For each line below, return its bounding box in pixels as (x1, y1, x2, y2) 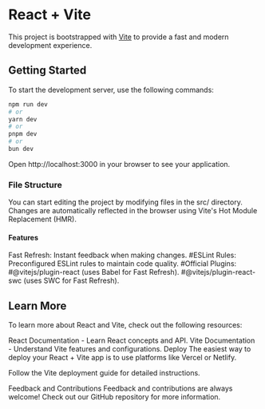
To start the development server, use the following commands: (8, 85, 214, 94)
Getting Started (8, 64, 87, 77)
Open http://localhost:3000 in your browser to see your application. (8, 159, 231, 169)
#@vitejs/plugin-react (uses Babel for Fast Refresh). (8, 268, 180, 277)
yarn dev (8, 115, 38, 123)
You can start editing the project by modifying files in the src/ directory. (8, 197, 243, 207)
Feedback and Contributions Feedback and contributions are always (8, 383, 233, 393)
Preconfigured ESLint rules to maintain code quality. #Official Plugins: (8, 259, 237, 268)
